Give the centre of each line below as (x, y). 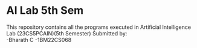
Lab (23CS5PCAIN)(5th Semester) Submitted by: (67, 33)
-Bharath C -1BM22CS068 (39, 40)
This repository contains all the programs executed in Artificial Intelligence (99, 27)
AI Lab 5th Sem (45, 10)
